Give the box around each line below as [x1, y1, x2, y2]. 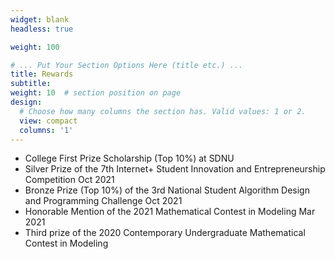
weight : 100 [10, 42, 60, 52]
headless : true [10, 24, 74, 34]
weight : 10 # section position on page [10, 88, 182, 98]
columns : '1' [19, 125, 74, 135]
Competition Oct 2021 [24, 174, 115, 186]
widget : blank [10, 14, 70, 25]
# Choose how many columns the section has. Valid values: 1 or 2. [19, 106, 307, 116]
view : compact [19, 116, 78, 126]
